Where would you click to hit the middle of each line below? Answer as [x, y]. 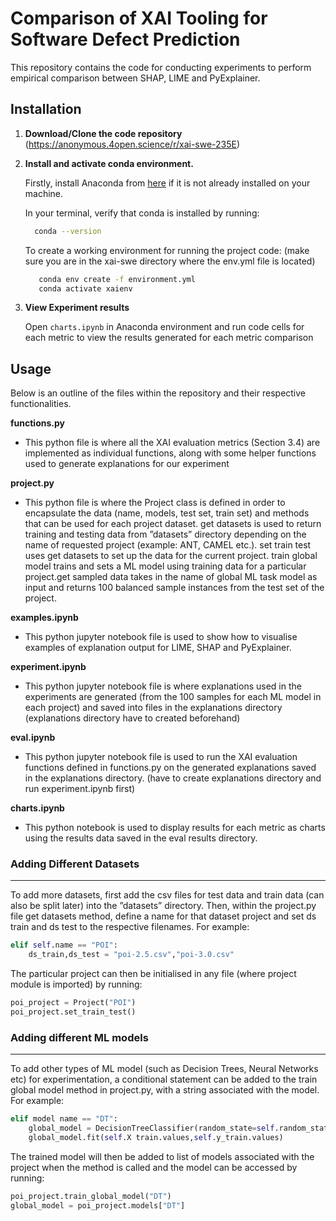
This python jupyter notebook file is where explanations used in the [163, 686]
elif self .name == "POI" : [64, 945]
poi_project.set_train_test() [73, 1012]
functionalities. [41, 404]
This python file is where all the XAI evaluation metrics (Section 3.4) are [172, 443]
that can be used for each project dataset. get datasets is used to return [173, 524]
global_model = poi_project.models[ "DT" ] [98, 1205]
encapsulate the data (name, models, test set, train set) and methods [167, 513]
